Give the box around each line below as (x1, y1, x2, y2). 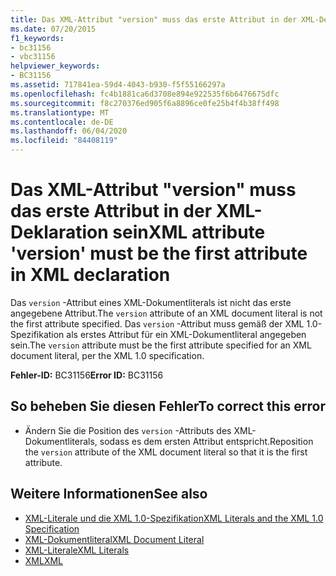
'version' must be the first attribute (10, 242, 308, 265)
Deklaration (10, 221, 109, 244)
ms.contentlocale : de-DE (10, 117, 114, 127)
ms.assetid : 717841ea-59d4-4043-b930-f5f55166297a (10, 80, 226, 90)
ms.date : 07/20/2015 (10, 24, 97, 34)
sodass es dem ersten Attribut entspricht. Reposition (99, 435, 314, 447)
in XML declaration (10, 264, 171, 286)
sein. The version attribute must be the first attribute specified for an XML (10, 339, 312, 351)
